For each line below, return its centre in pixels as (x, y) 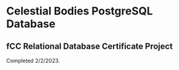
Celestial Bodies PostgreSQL (80, 11)
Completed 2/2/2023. (33, 61)
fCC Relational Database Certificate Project (89, 46)
